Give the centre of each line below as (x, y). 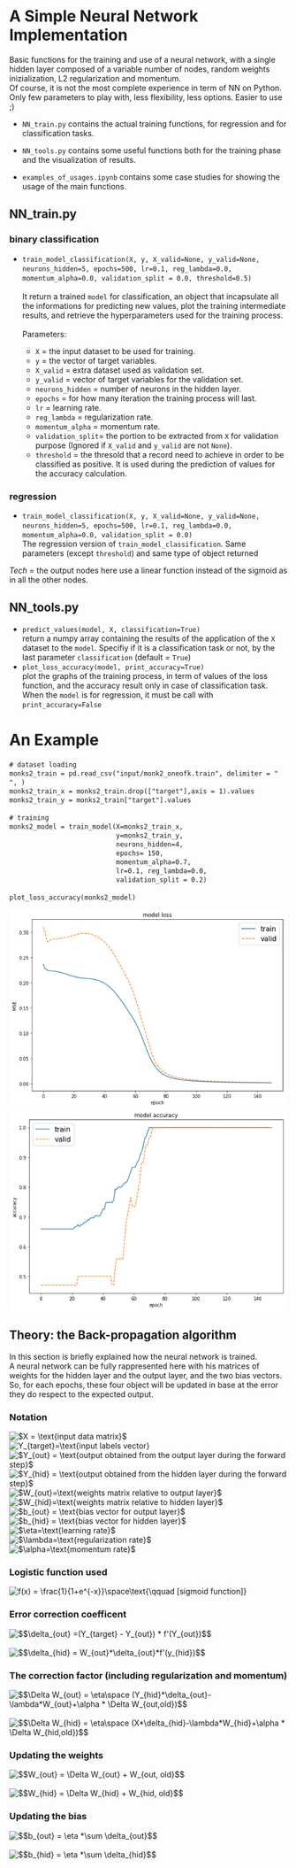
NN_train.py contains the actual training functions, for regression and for (154, 124)
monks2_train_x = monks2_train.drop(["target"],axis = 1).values (132, 791)
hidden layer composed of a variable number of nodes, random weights (140, 69)
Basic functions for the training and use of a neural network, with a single (142, 59)
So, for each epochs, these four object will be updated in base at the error (144, 1385)
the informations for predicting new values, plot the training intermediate (154, 305)
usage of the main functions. (74, 186)
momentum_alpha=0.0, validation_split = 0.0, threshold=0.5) (137, 278)
